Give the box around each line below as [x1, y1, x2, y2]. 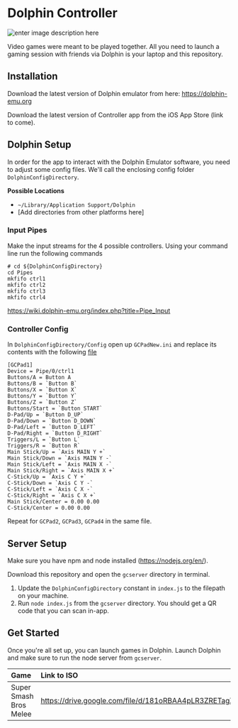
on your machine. [17, 591, 69, 599]
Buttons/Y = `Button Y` [7, 393, 78, 400]
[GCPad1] [7, 362, 33, 369]
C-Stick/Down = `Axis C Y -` [7, 479, 93, 487]
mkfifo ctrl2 [7, 281, 46, 288]
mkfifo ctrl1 [7, 275, 46, 282]
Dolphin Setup [7, 138, 72, 151]
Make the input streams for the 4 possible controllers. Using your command [7, 241, 228, 250]
